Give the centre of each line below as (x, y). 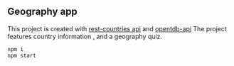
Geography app (43, 12)
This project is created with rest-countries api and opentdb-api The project (117, 28)
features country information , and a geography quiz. (85, 36)
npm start (22, 55)
